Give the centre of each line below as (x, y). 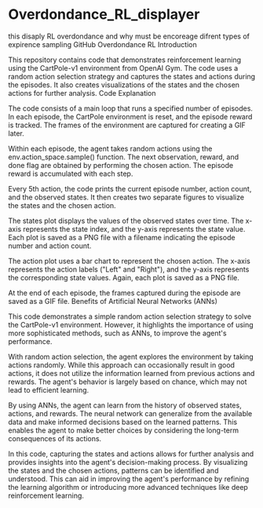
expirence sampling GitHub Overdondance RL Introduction (103, 44)
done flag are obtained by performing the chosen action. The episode (121, 165)
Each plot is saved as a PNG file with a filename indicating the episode (122, 237)
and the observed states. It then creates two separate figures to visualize (126, 197)
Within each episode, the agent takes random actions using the (110, 148)
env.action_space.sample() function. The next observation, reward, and (124, 157)
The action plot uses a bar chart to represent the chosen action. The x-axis (130, 261)
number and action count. (50, 246)
